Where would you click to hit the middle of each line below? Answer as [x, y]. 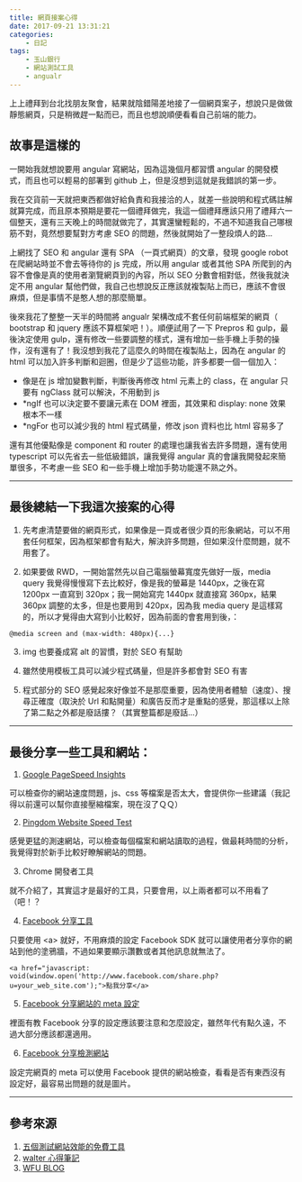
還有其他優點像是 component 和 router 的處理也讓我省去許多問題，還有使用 [148, 445]
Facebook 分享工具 [58, 921]
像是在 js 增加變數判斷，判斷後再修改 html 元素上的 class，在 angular [150, 380]
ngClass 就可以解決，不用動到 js [100, 392]
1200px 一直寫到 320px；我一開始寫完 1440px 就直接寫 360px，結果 [149, 595]
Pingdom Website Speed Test [77, 823]
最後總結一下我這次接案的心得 [92, 507]
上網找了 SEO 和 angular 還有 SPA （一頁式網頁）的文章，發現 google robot [149, 252]
